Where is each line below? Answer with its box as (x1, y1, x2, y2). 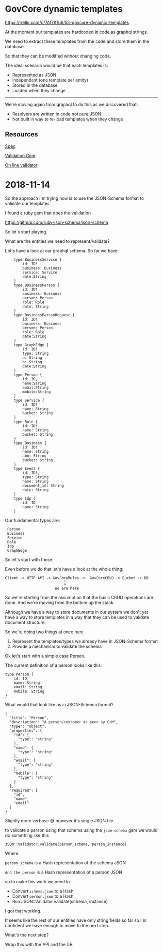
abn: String (22, 453, 47, 458)
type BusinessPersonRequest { (14, 312, 75, 317)
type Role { (14, 419, 38, 424)
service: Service (22, 270, 57, 275)
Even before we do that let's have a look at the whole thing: (5, 566, 124, 572)
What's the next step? (5, 932, 49, 938)
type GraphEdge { (14, 342, 49, 347)
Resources (5, 130, 38, 138)
